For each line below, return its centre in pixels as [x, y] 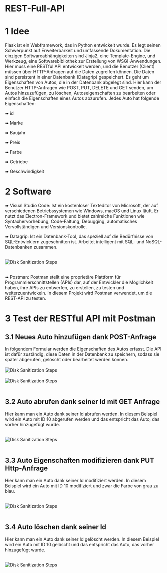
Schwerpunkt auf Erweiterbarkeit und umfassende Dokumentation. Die [78, 51]
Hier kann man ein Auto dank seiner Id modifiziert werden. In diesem [76, 480]
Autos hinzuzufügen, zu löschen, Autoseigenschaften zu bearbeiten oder [80, 93]
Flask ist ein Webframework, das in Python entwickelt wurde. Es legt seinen [83, 45]
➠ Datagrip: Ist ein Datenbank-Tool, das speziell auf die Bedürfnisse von [79, 237]
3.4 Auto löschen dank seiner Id [56, 527]
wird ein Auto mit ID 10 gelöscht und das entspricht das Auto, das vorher [80, 544]
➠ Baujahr [15, 133]
